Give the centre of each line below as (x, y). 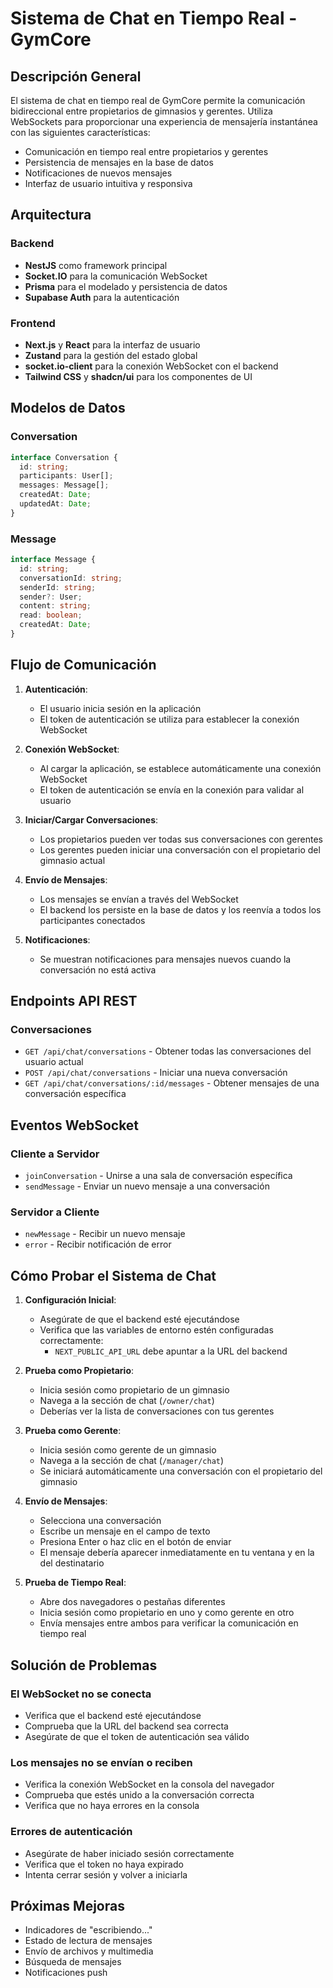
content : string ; (55, 606)
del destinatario (72, 1563)
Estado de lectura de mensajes (88, 1941)
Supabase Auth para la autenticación (102, 297)
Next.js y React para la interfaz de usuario (112, 344)
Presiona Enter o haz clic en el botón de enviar (135, 1542)
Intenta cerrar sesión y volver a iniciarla (106, 1874)
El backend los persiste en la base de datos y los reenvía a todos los (180, 909)
